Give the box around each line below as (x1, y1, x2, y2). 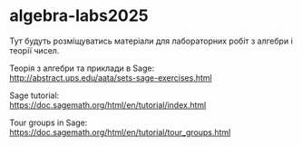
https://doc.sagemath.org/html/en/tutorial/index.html (9, 99, 207, 110)
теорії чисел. (9, 44, 60, 55)
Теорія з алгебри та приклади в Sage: (9, 63, 155, 73)
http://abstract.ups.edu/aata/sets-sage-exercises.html (9, 72, 212, 83)
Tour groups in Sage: (9, 117, 88, 128)
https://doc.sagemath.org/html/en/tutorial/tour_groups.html (9, 126, 231, 137)
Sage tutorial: (9, 90, 60, 101)
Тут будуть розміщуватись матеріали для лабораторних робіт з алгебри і (9, 35, 293, 46)
